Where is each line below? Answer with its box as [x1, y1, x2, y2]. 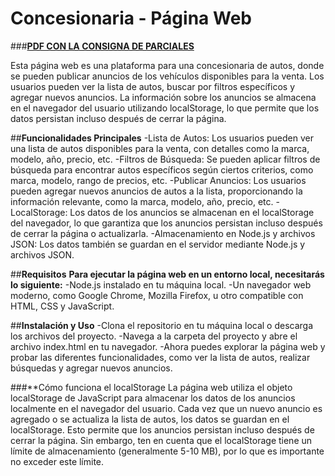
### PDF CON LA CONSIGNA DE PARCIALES [10, 40, 195, 52]
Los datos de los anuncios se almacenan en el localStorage [69, 206, 315, 218]
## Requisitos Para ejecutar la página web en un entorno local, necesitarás [10, 268, 325, 280]
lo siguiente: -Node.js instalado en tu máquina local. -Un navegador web [10, 278, 312, 291]
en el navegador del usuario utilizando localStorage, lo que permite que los [10, 102, 320, 114]
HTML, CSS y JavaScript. [10, 300, 115, 312]
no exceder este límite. [10, 455, 105, 467]
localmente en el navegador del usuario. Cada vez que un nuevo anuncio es [10, 402, 323, 414]
